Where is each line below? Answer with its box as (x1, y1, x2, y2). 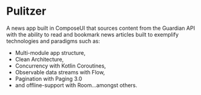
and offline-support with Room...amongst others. (15, 81, 138, 89)
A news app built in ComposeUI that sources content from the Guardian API (6, 24, 196, 32)
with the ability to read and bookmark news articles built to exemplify (6, 30, 179, 38)
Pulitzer (6, 4, 47, 18)
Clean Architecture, (15, 55, 64, 63)
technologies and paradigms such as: (6, 37, 100, 44)
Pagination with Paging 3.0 (15, 75, 83, 82)
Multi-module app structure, (15, 49, 86, 56)
